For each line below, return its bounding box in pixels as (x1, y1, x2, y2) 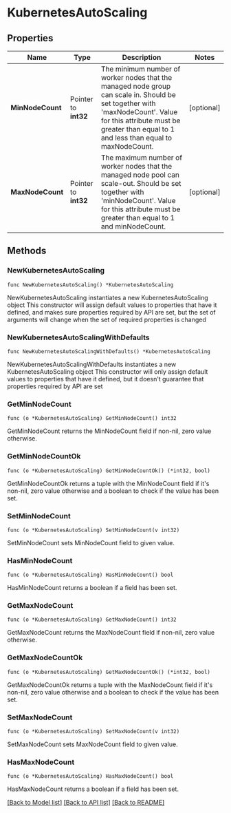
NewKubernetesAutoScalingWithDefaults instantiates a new (7, 360, 177, 368)
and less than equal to (100, 133, 173, 142)
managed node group (100, 81, 170, 91)
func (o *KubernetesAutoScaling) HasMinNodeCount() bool (7, 571, 174, 579)
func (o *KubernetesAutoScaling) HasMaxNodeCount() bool (7, 773, 174, 780)
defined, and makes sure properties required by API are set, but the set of (7, 308, 217, 316)
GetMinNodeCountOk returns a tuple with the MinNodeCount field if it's (7, 479, 210, 487)
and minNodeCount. (100, 222, 166, 231)
